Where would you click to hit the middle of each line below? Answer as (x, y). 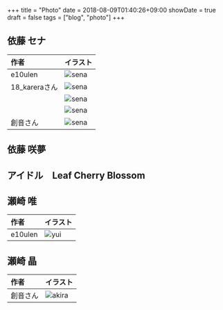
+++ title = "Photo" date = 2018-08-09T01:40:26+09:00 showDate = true (111, 10)
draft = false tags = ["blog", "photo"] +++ (66, 17)
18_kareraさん (34, 87)
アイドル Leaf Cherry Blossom (76, 176)
